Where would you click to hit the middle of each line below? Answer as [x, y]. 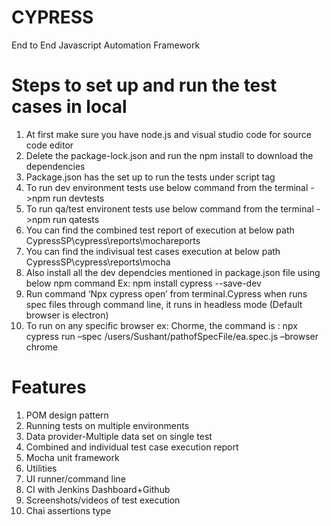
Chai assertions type [68, 510]
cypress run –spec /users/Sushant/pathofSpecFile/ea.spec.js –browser [172, 336]
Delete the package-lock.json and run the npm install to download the [169, 155]
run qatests [76, 219]
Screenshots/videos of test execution [103, 500]
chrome [41, 347]
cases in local [69, 107]
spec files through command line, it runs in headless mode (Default [164, 304]
